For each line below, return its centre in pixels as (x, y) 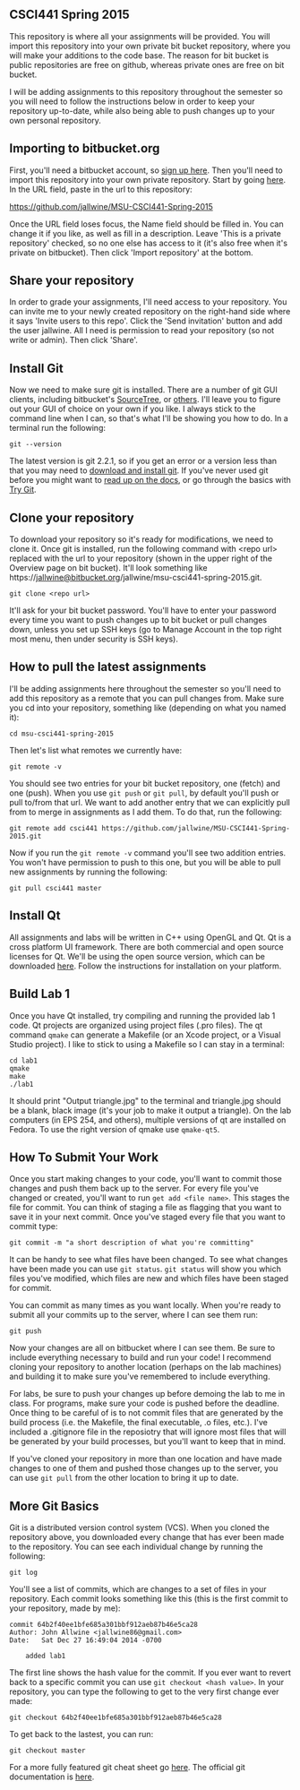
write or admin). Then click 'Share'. (74, 340)
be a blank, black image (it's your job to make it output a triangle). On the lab (150, 1110)
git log (24, 1573)
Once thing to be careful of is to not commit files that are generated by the (146, 1413)
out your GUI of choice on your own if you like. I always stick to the (133, 409)
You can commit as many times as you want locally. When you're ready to (145, 1305)
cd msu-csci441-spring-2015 (62, 734)
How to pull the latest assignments (108, 667)
